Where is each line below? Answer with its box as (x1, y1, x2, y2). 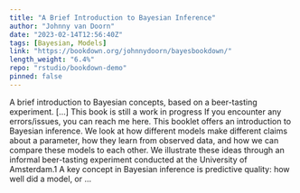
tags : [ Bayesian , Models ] (9, 38, 107, 48)
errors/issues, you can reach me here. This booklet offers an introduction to (9, 115, 292, 126)
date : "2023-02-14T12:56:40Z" (9, 30, 124, 39)
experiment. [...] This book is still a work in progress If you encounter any (9, 106, 282, 117)
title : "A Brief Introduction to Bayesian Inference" (9, 13, 217, 23)
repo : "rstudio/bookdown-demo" (9, 64, 127, 73)
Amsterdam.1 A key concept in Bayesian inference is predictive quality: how (9, 163, 291, 174)
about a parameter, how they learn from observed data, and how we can (9, 134, 279, 145)
